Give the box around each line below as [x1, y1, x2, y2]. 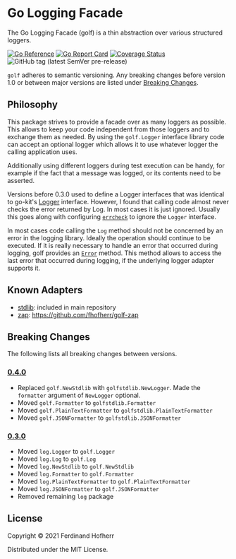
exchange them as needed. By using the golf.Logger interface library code [7, 132, 225, 141]
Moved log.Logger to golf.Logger [17, 447, 115, 455]
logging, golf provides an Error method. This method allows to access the [7, 249, 222, 257]
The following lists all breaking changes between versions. [7, 350, 178, 358]
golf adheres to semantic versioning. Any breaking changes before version [7, 71, 225, 79]
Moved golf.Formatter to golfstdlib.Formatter [17, 398, 156, 407]
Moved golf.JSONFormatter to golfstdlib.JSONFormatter [17, 413, 182, 422]
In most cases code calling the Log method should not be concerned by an [7, 226, 223, 235]
